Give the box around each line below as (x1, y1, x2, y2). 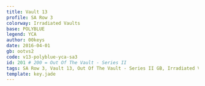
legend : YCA (6, 31, 37, 38)
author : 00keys (6, 37, 45, 43)
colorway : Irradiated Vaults (6, 20, 81, 26)
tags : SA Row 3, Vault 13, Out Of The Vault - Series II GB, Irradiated (6, 65, 195, 71)
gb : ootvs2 (6, 48, 34, 55)
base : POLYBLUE (6, 25, 45, 32)
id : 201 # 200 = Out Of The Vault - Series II (6, 59, 127, 65)
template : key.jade (6, 71, 56, 77)
